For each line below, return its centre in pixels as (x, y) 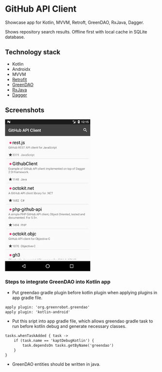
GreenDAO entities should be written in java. (56, 364)
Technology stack (33, 52)
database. (15, 37)
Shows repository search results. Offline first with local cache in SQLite (76, 32)
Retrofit (19, 79)
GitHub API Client (41, 9)
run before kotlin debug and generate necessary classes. (69, 326)
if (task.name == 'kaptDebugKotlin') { (54, 340)
